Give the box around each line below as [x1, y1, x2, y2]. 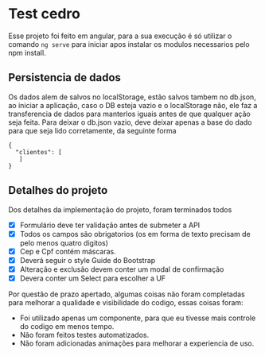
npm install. [8, 48, 46, 57]
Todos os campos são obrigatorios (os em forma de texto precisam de [19, 229, 251, 238]
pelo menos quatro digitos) [19, 238, 109, 247]
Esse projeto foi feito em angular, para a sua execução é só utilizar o [8, 31, 232, 41]
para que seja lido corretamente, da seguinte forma [8, 126, 177, 135]
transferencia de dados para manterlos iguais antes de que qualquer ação [8, 109, 251, 118]
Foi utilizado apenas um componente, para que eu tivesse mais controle [19, 313, 256, 323]
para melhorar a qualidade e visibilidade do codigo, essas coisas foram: [8, 297, 244, 307]
